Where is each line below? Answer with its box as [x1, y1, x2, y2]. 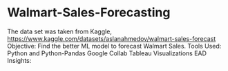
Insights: [7, 56, 32, 64]
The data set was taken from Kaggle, [7, 27, 113, 35]
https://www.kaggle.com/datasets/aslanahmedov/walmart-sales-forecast [7, 34, 216, 42]
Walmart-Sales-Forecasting [7, 5, 171, 20]
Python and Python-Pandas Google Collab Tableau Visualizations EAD [7, 49, 207, 57]
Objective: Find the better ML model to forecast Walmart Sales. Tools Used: [7, 42, 222, 50]
